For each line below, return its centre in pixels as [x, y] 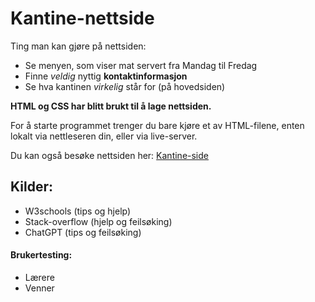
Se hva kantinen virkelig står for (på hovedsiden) [125, 86]
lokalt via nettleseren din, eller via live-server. [104, 136]
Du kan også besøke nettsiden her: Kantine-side [109, 155]
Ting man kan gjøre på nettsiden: [78, 46]
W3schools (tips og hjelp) [78, 211]
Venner [39, 288]
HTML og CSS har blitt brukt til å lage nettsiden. [111, 106]
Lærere [39, 277]
